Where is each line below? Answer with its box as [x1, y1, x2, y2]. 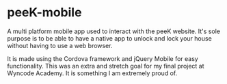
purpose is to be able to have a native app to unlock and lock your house [7, 34, 212, 42]
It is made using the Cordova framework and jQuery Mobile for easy [7, 54, 198, 62]
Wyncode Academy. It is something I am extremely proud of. [7, 69, 178, 77]
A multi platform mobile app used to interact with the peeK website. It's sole [7, 27, 221, 35]
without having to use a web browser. [7, 41, 113, 49]
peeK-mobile [7, 5, 82, 20]
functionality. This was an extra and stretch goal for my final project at [7, 62, 204, 70]
